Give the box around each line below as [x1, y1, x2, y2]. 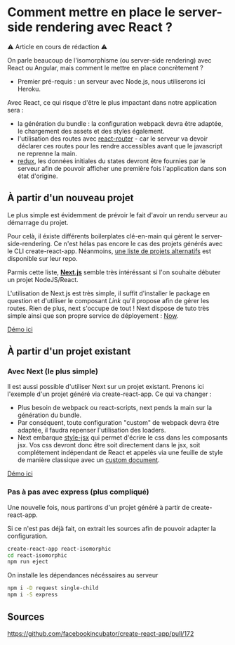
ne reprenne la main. [17, 149, 77, 158]
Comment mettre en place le [7, 4, 175, 20]
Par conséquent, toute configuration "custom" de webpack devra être [17, 419, 220, 427]
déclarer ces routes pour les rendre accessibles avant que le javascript [17, 141, 223, 150]
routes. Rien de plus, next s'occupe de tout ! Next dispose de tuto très [7, 304, 210, 312]
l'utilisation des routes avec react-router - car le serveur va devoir [17, 134, 208, 143]
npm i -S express [7, 592, 58, 599]
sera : [7, 106, 24, 114]
